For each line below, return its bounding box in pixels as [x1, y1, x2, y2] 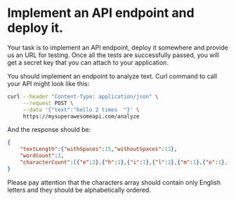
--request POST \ [22, 99, 74, 106]
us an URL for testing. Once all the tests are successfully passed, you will [7, 51, 220, 59]
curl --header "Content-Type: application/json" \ [7, 93, 159, 100]
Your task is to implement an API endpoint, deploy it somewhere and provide [7, 43, 228, 51]
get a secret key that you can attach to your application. [7, 58, 169, 66]
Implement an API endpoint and [7, 5, 195, 21]
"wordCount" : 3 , [20, 152, 65, 159]
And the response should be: [7, 126, 91, 134]
